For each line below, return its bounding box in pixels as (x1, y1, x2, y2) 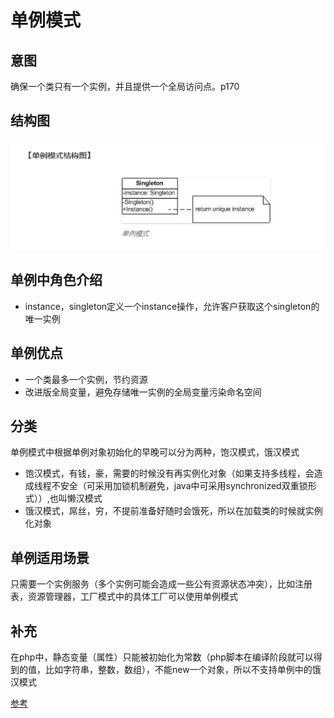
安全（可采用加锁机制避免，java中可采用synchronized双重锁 (59, 480, 308, 492)
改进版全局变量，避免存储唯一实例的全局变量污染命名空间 (24, 386, 262, 398)
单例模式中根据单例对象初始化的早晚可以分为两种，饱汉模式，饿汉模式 (10, 446, 300, 458)
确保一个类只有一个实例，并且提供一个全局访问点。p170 (10, 81, 240, 92)
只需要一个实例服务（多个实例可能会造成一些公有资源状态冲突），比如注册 (10, 578, 313, 590)
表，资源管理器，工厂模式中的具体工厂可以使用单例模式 (10, 591, 238, 603)
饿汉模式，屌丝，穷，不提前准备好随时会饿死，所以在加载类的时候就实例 (24, 505, 323, 517)
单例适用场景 (10, 549, 90, 566)
